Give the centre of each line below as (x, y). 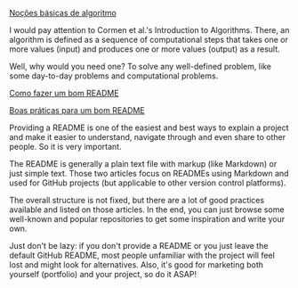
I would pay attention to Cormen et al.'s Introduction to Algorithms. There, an (149, 30)
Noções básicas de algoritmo (63, 13)
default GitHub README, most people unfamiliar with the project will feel (142, 255)
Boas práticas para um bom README (77, 110)
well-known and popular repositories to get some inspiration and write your (147, 219)
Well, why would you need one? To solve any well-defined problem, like (140, 66)
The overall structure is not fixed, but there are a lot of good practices (137, 200)
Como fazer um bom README (64, 93)
